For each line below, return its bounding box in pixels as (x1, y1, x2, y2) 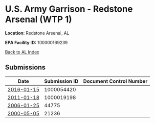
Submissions (5, 63, 45, 72)
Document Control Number (83, 77, 148, 84)
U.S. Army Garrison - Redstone (5, 3, 133, 15)
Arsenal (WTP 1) (5, 14, 72, 25)
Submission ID (44, 77, 79, 84)
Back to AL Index (5, 49, 40, 55)
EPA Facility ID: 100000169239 (5, 39, 68, 45)
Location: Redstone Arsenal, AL (5, 30, 69, 36)
